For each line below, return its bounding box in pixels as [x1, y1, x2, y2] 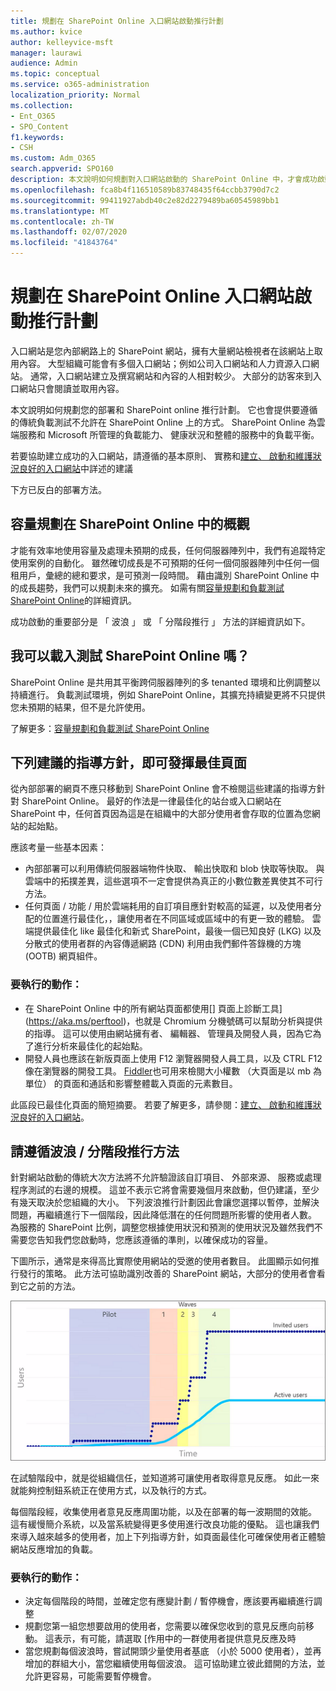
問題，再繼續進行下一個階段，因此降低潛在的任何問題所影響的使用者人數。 [10, 1209, 317, 1221]
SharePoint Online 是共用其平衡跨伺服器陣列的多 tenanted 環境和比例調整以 [10, 676, 321, 688]
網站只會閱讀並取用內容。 [18, 382, 125, 394]
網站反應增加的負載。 [10, 1543, 98, 1555]
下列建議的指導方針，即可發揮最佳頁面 [10, 754, 247, 771]
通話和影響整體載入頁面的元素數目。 [88, 1077, 238, 1089]
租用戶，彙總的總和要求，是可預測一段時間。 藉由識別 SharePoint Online [10, 569, 308, 581]
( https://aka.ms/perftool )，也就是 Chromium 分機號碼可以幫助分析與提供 [24, 1015, 323, 1027]
